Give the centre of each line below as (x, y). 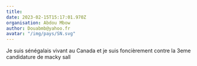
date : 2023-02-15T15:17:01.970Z (46, 17)
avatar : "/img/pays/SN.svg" (41, 34)
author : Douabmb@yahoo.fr (38, 28)
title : (14, 12)
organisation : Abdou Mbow (38, 23)
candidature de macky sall (38, 57)
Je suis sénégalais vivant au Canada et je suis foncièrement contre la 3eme (99, 51)
